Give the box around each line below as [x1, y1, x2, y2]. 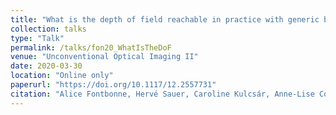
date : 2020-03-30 [10, 61, 83, 71]
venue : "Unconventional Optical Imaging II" [10, 52, 199, 62]
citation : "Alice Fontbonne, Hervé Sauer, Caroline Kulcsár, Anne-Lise [10, 89, 315, 99]
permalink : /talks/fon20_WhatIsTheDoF [10, 42, 172, 53]
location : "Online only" [10, 71, 114, 81]
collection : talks [10, 24, 87, 34]
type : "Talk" [10, 33, 65, 43]
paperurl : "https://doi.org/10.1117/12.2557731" [10, 80, 217, 90]
